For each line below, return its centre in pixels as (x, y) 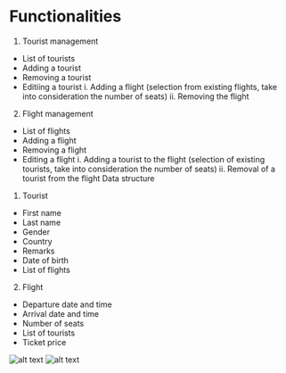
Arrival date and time (61, 313)
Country (37, 241)
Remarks (38, 251)
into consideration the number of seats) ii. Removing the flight (135, 96)
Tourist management (60, 41)
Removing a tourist (57, 77)
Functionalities (65, 17)
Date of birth (45, 260)
